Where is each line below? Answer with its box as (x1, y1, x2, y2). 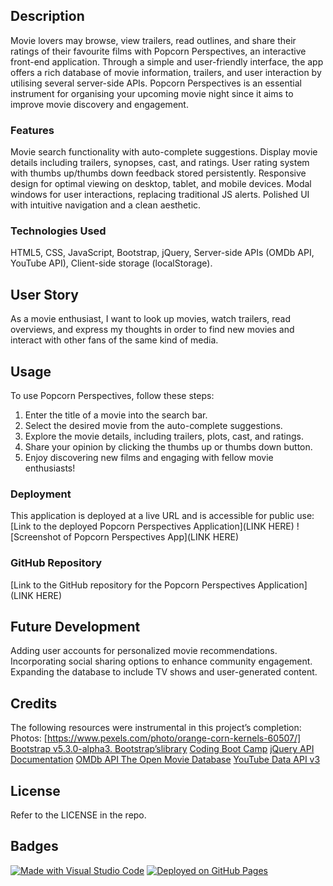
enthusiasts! (24, 462, 76, 474)
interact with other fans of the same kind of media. (10, 334, 219, 346)
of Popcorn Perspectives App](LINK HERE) (63, 531, 239, 543)
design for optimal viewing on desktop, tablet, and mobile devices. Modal (10, 178, 312, 190)
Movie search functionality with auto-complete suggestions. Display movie (10, 146, 318, 158)
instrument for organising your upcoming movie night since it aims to (10, 87, 294, 99)
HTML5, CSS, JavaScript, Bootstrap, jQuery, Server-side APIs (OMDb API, (10, 247, 315, 259)
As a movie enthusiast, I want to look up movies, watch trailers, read (10, 313, 292, 325)
